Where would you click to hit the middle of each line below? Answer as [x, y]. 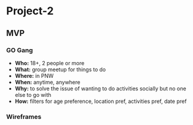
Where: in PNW [34, 75]
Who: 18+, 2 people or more [50, 63]
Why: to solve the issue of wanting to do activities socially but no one [100, 89]
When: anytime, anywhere [48, 82]
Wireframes [24, 117]
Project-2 [30, 11]
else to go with [33, 94]
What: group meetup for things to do [60, 69]
